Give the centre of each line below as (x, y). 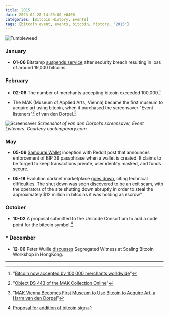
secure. (20, 169)
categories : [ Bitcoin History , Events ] (47, 19)
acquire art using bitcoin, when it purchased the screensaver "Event (83, 107)
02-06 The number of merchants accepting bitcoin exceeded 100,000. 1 (87, 92)
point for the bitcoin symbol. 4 (43, 224)
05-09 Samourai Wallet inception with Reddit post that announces (81, 153)
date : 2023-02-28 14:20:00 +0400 (40, 15)
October (16, 208)
